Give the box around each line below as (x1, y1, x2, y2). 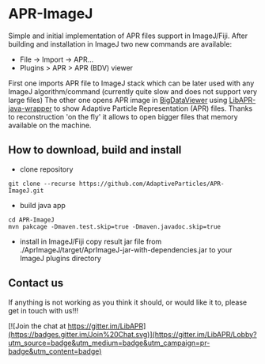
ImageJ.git (8, 187, 44, 195)
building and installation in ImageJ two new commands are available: (8, 39, 232, 48)
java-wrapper (8, 104, 53, 113)
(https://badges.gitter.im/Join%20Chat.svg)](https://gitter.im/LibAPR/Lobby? (8, 329, 257, 339)
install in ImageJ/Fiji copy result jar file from (19, 237, 162, 246)
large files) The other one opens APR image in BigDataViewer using (8, 95, 228, 104)
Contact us (8, 276, 64, 290)
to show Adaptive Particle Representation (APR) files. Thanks (54, 104, 253, 113)
